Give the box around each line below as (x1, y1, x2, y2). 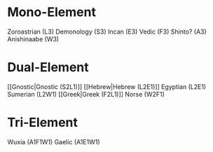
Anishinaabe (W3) (7, 34, 60, 43)
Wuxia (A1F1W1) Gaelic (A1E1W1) (7, 137, 100, 146)
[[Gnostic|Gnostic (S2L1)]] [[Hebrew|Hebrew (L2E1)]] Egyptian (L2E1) (7, 82, 207, 91)
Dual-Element (7, 60, 89, 76)
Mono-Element (7, 4, 97, 20)
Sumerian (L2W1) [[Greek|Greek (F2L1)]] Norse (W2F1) (7, 90, 165, 98)
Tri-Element (7, 115, 78, 130)
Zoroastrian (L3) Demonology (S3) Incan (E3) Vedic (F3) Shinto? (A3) (7, 27, 207, 36)
